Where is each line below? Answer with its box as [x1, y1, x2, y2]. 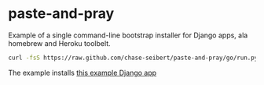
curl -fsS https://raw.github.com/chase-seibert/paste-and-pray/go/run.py [8, 54, 258, 62]
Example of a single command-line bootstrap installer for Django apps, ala [8, 30, 248, 40]
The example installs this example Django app [8, 68, 157, 77]
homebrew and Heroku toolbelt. [8, 38, 112, 48]
